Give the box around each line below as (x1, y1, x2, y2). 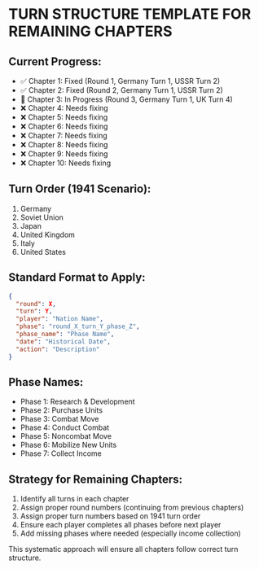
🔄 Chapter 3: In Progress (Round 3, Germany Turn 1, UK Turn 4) (20, 94, 234, 104)
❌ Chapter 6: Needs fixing (20, 121, 108, 131)
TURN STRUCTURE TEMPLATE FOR (8, 5, 252, 24)
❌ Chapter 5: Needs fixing (20, 112, 108, 122)
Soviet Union (20, 212, 64, 222)
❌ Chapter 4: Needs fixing (20, 103, 108, 112)
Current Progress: (8, 55, 102, 68)
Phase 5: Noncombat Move (20, 431, 112, 441)
